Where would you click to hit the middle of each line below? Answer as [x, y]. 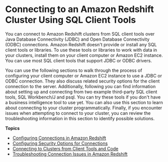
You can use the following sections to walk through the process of [74, 70]
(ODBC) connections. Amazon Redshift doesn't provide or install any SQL [81, 44]
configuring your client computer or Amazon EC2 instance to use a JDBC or [84, 75]
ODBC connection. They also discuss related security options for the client [82, 81]
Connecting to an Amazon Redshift [80, 9]
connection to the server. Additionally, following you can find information [80, 86]
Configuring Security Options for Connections [60, 143]
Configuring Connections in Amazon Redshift [59, 138]
